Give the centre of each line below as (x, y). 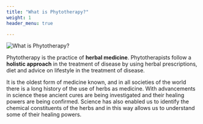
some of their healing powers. (44, 115)
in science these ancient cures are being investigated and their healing (95, 95)
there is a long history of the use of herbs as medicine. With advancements (101, 89)
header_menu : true (30, 23)
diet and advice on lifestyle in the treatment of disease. (76, 71)
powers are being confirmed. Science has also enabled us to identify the (98, 102)
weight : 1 (19, 18)
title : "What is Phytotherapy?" (47, 12)
